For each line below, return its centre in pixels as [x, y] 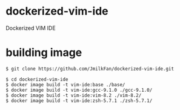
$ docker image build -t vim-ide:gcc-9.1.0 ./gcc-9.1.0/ [79, 90]
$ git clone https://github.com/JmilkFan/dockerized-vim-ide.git [90, 69]
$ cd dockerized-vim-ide [37, 79]
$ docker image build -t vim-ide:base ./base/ [65, 84]
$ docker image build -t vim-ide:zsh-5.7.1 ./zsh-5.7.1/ [79, 101]
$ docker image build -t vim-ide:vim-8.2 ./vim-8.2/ [74, 95]
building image [44, 53]
